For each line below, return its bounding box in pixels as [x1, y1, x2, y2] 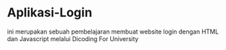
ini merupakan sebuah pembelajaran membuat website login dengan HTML [7, 27, 219, 36]
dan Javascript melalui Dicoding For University [7, 34, 139, 42]
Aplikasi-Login [7, 5, 92, 21]
